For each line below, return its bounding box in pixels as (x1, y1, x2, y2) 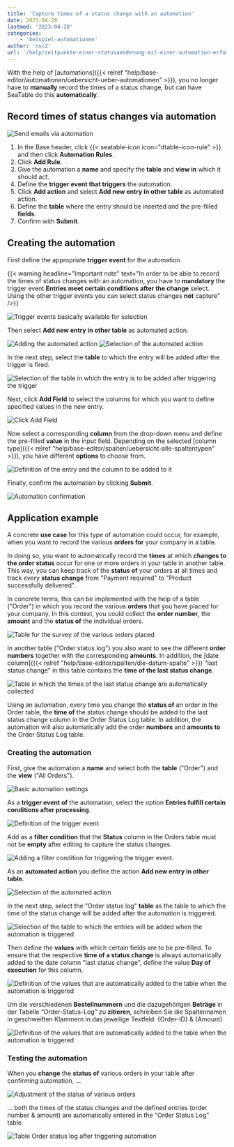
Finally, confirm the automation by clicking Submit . (7, 479, 153, 487)
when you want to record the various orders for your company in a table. (7, 538, 217, 546)
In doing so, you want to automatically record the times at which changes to (7, 552, 227, 560)
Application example (7, 512, 99, 524)
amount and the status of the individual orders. (7, 617, 144, 625)
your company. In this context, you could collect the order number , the (7, 610, 211, 618)
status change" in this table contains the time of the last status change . (7, 666, 214, 675)
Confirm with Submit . (17, 217, 80, 225)
